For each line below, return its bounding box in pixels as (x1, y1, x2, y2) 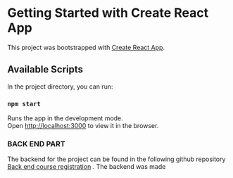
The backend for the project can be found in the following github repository (7, 155, 226, 163)
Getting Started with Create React (7, 5, 209, 21)
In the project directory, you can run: (7, 82, 113, 91)
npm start (7, 100, 41, 108)
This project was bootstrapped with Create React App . (7, 43, 165, 51)
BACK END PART (7, 139, 65, 148)
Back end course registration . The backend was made (7, 163, 166, 171)
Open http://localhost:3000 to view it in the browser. (7, 122, 159, 130)
